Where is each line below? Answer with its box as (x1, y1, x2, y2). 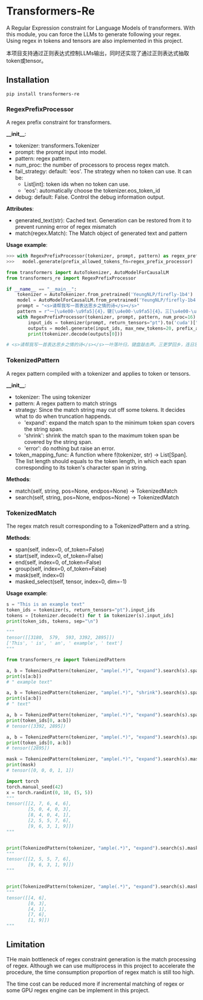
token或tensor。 (6, 57, 47, 64)
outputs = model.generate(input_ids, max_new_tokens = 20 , (28, 325, 174, 332)
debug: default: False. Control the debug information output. (14, 193, 165, 200)
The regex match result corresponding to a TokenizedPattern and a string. (6, 522, 191, 530)
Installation (6, 75, 50, 85)
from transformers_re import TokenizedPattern (6, 656, 126, 662)
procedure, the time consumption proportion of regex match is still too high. (6, 968, 195, 976)
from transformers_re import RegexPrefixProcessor (6, 275, 137, 281)
